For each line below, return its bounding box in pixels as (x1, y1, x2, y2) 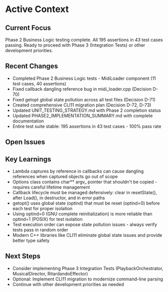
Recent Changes (5, 62, 59, 71)
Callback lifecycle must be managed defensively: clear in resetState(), (12, 190, 157, 196)
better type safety (12, 237, 50, 244)
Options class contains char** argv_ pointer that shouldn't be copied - (12, 179, 157, 185)
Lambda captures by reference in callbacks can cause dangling (12, 168, 144, 174)
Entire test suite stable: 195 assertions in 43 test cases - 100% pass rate (12, 123, 161, 129)
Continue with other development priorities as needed (12, 281, 124, 287)
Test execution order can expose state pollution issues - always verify (12, 222, 157, 228)
